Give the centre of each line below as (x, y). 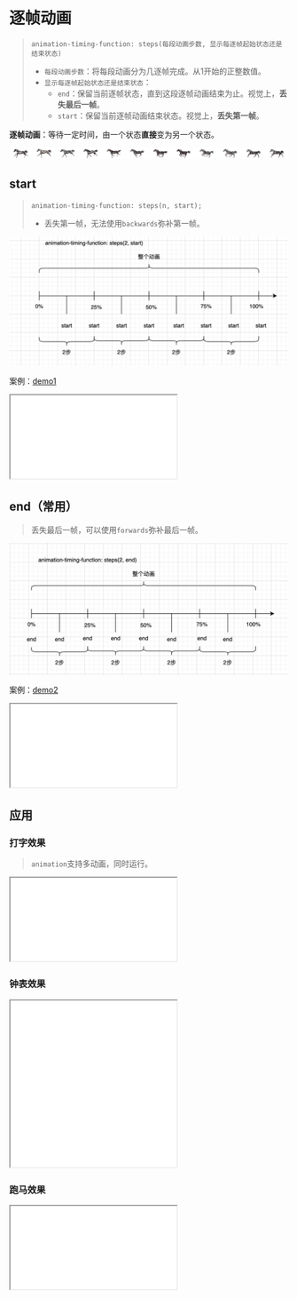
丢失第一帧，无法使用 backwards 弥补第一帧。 (125, 224)
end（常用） (43, 507)
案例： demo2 (34, 689)
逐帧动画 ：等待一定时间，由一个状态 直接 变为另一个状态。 (114, 134)
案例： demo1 (33, 381)
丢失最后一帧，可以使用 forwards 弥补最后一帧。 (117, 530)
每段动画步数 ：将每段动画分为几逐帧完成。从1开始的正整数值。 (155, 71)
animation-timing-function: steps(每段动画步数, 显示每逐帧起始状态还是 (156, 44)
